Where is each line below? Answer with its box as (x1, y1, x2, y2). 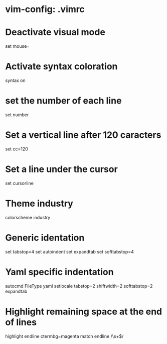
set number (5, 112, 29, 118)
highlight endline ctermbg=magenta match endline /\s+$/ (5, 333, 124, 339)
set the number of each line (5, 95, 122, 107)
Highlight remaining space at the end (5, 306, 162, 317)
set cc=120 (5, 146, 29, 152)
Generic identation (5, 232, 85, 243)
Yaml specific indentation (5, 266, 114, 278)
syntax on (5, 77, 26, 83)
